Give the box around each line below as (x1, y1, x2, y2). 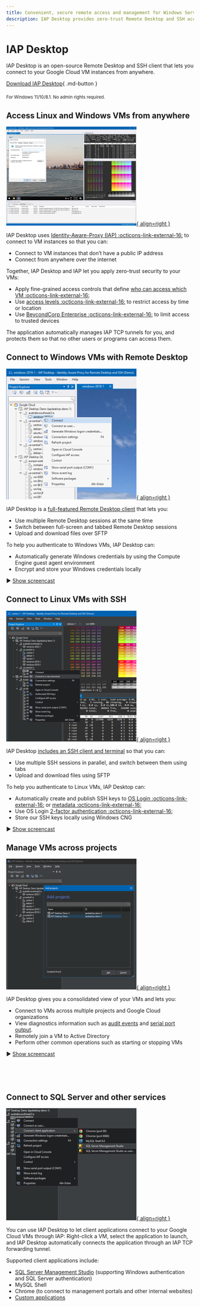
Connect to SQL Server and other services (6, 1092, 166, 1102)
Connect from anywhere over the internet (14, 256, 117, 263)
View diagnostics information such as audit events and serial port (14, 1020, 176, 1027)
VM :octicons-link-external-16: (14, 292, 90, 299)
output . (14, 1026, 33, 1033)
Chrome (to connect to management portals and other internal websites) (14, 1288, 193, 1295)
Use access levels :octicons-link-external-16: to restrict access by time (14, 298, 189, 305)
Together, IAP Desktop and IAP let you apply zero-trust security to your (6, 268, 181, 275)
